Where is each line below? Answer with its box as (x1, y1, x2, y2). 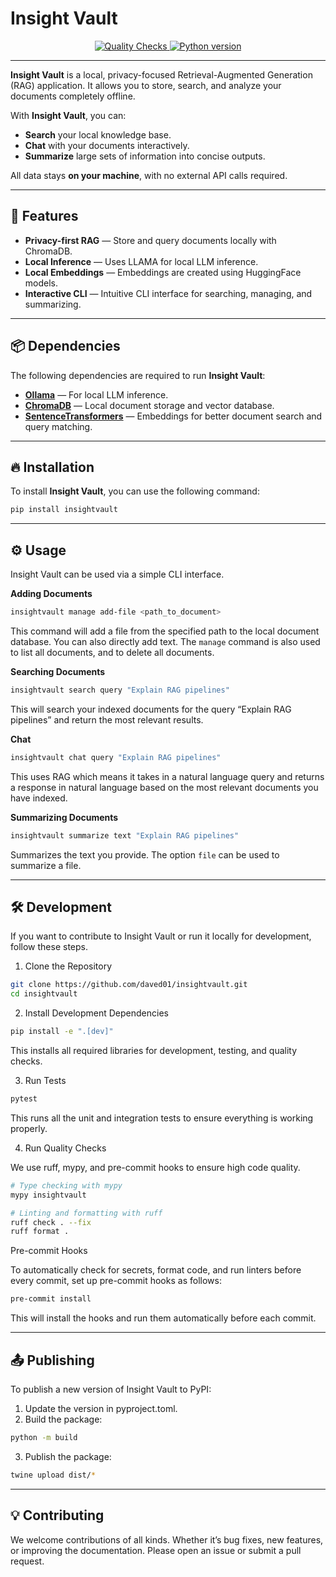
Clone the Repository (24, 960, 113, 972)
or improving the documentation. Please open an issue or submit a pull (10, 1544, 302, 1556)
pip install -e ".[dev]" (10, 1027, 114, 1037)
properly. (10, 1122, 48, 1134)
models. (24, 277, 59, 289)
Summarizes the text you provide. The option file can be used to (10, 848, 280, 861)
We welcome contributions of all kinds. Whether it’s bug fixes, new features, (10, 1533, 324, 1546)
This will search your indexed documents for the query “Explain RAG (10, 703, 292, 715)
